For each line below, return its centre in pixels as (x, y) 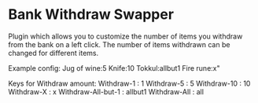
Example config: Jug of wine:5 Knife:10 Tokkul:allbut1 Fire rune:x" (114, 68)
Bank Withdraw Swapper (91, 15)
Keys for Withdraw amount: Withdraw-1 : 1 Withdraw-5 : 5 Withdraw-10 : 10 (129, 83)
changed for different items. (53, 53)
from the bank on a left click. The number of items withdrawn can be (119, 44)
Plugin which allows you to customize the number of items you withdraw (125, 36)
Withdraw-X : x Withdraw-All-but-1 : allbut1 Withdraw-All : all (106, 91)
